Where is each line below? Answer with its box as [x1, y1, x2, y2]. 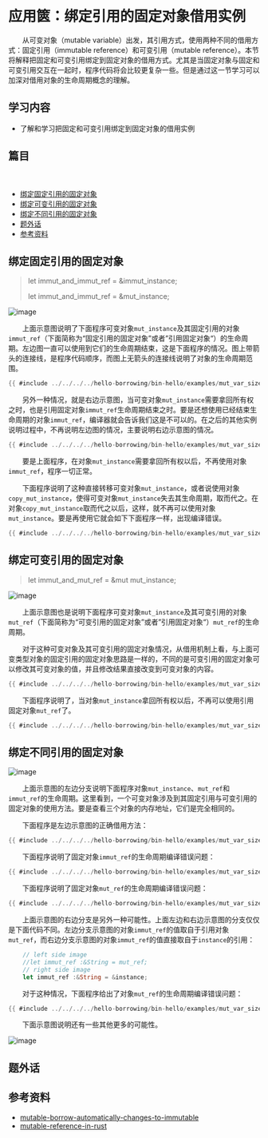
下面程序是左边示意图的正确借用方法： [22, 821, 148, 830]
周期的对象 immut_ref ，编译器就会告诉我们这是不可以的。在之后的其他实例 [14, 415, 258, 424]
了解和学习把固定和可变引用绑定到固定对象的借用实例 [19, 123, 195, 133]
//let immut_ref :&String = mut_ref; [22, 958, 148, 966]
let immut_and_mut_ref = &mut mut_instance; [27, 575, 177, 584]
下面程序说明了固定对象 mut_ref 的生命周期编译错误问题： [22, 884, 209, 893]
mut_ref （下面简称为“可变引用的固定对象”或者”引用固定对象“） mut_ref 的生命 [8, 617, 259, 627]
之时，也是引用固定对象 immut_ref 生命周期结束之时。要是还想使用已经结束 [8, 405, 250, 415]
